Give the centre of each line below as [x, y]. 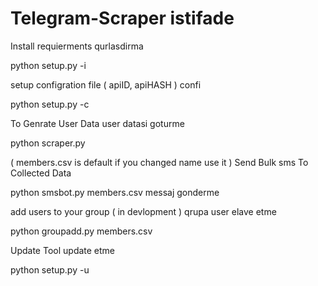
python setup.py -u [50, 269]
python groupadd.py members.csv [81, 231]
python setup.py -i [48, 65]
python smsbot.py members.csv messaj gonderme [115, 192]
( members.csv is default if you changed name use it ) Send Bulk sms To [159, 162]
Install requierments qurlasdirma [77, 46]
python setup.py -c [50, 104]
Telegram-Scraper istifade [122, 18]
